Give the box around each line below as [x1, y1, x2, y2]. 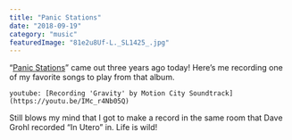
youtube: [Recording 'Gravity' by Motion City [9, 89, 186, 98]
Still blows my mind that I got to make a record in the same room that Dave [9, 112, 283, 123]
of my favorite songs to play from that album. [9, 72, 175, 83]
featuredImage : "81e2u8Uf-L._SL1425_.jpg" [9, 37, 170, 47]
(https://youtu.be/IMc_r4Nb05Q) [9, 97, 129, 106]
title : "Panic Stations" [9, 12, 102, 22]
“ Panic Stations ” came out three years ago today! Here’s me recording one [9, 62, 283, 73]
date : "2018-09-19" [9, 21, 82, 30]
